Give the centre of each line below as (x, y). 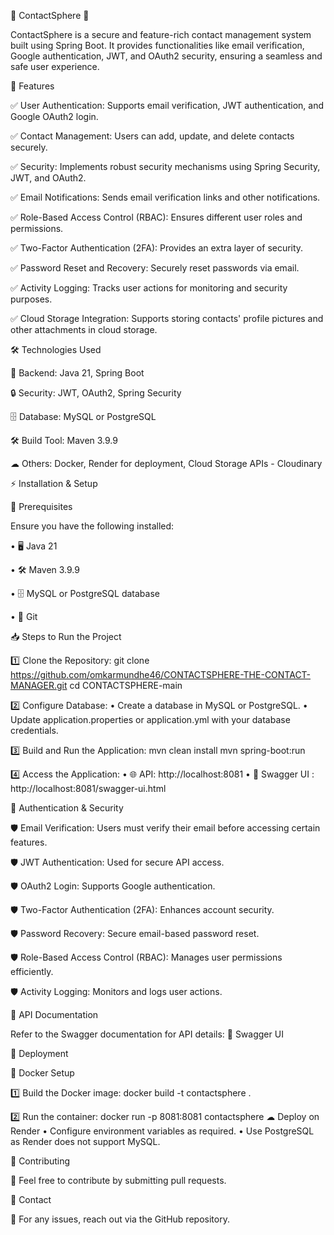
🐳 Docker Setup (42, 1073)
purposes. (31, 299)
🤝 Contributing (40, 1161)
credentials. (34, 730)
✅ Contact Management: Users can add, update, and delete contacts (152, 136)
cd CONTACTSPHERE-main (126, 685)
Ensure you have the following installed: (92, 526)
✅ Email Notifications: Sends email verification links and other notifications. (165, 197)
